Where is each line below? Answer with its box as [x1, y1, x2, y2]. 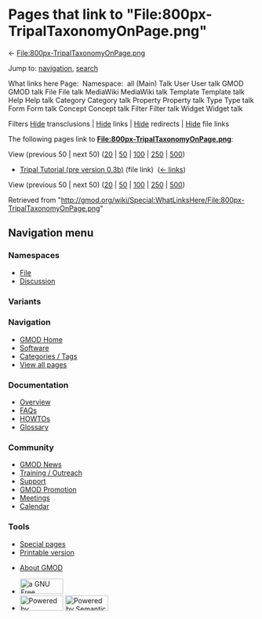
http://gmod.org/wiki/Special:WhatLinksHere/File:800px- [60, 195, 245, 204]
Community [8, 442, 54, 453]
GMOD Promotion [19, 485, 77, 495]
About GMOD [19, 562, 64, 572]
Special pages [19, 539, 66, 548]
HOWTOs [19, 415, 51, 424]
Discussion [19, 276, 56, 286]
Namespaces [8, 250, 60, 261]
